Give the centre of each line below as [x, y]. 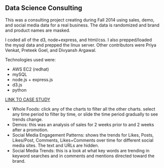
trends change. [27, 119]
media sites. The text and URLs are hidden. [56, 145]
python [19, 90]
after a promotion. [30, 130]
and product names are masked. [38, 30]
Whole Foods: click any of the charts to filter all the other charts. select [84, 109]
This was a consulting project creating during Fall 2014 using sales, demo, [80, 20]
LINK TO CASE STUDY [28, 99]
